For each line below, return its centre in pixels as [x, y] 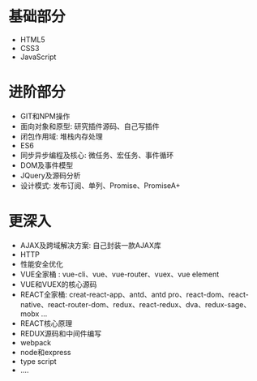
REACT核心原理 [46, 323]
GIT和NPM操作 [45, 116]
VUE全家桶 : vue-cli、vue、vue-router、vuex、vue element [120, 274]
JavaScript [38, 57]
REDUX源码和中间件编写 [61, 333]
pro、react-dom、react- [208, 294]
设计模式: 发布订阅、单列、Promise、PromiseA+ [100, 185]
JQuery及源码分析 [50, 175]
